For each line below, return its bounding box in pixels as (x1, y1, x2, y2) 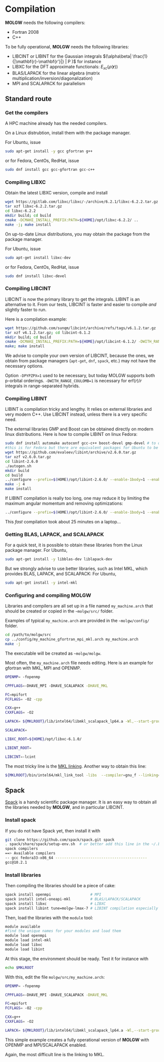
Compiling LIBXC (5, 179, 46, 186)
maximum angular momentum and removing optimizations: (5, 500, 123, 506)
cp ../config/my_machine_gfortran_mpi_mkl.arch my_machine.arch (5, 637, 139, 642)
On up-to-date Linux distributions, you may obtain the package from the (5, 231, 150, 237)
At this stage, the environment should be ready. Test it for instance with (5, 956, 149, 962)
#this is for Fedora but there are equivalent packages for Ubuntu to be (5, 446, 159, 450)
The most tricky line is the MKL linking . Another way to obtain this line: (5, 763, 146, 769)
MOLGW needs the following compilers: (5, 20, 85, 25)
